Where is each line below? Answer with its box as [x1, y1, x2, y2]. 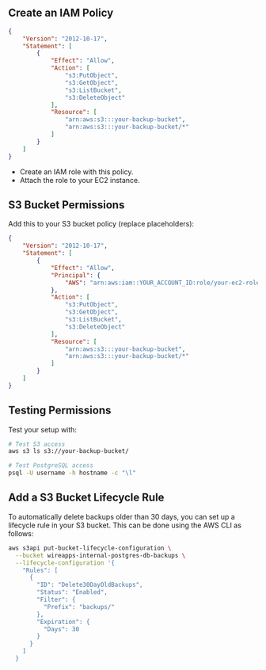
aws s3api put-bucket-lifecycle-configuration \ [8, 544, 172, 552]
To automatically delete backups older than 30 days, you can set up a [8, 512, 235, 521]
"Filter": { [36, 596, 77, 603]
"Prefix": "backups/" [43, 603, 115, 611]
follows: [8, 528, 34, 538]
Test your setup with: [8, 424, 78, 434]
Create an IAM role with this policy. [19, 166, 134, 177]
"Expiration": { [36, 618, 90, 626]
